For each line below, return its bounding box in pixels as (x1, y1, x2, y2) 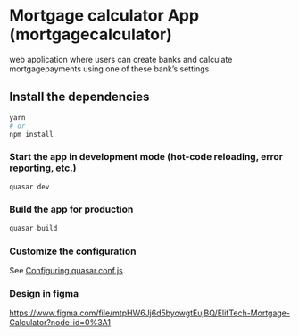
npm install (9, 130, 54, 139)
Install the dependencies (9, 89, 150, 105)
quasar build (9, 223, 58, 232)
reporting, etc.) (9, 162, 77, 174)
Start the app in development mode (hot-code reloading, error (9, 151, 284, 164)
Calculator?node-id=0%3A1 (9, 317, 112, 328)
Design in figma (9, 287, 79, 299)
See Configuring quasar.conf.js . (9, 265, 126, 276)
